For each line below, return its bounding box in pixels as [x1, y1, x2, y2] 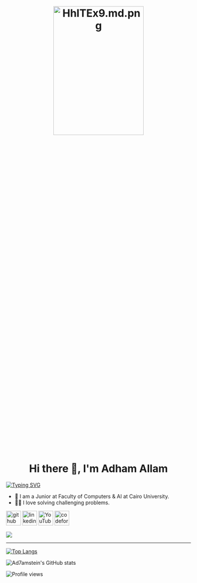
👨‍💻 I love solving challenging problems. [14, 499, 110, 506]
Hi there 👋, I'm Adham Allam [29, 462, 168, 476]
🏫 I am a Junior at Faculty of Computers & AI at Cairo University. [14, 493, 169, 500]
